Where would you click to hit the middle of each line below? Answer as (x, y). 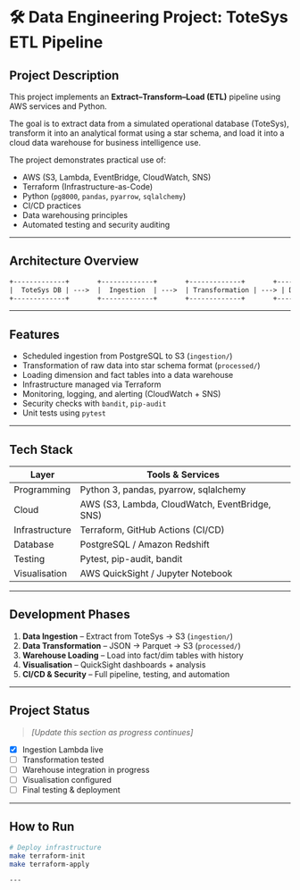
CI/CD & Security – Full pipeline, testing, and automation (126, 674)
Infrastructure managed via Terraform (92, 384)
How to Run (42, 827)
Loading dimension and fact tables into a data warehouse (128, 375)
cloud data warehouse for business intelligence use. (105, 143)
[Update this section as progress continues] (112, 732)
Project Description (64, 76)
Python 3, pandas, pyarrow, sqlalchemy (163, 490)
